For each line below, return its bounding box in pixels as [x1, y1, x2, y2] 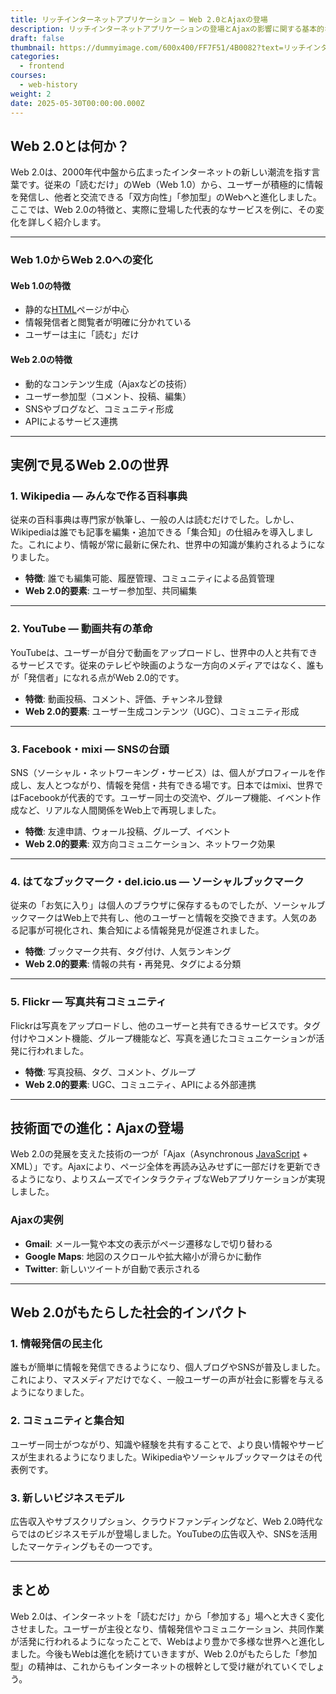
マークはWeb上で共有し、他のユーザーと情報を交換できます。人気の [27, 912, 309, 924]
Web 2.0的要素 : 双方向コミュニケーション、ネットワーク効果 [24, 837, 276, 850]
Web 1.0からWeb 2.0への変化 [10, 253, 153, 267]
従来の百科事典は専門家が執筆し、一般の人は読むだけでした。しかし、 [10, 514, 300, 526]
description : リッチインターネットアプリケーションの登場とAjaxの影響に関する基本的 [10, 24, 325, 34]
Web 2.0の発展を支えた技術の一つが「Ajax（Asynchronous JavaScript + [10, 1148, 308, 1160]
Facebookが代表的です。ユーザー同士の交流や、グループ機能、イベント [18, 791, 313, 803]
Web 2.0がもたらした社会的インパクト [10, 1304, 248, 1321]
